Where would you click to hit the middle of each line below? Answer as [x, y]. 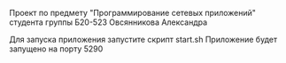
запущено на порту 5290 [56, 49]
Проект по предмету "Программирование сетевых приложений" [133, 13]
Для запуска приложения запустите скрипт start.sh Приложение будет [143, 39]
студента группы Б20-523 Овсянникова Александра [108, 22]
